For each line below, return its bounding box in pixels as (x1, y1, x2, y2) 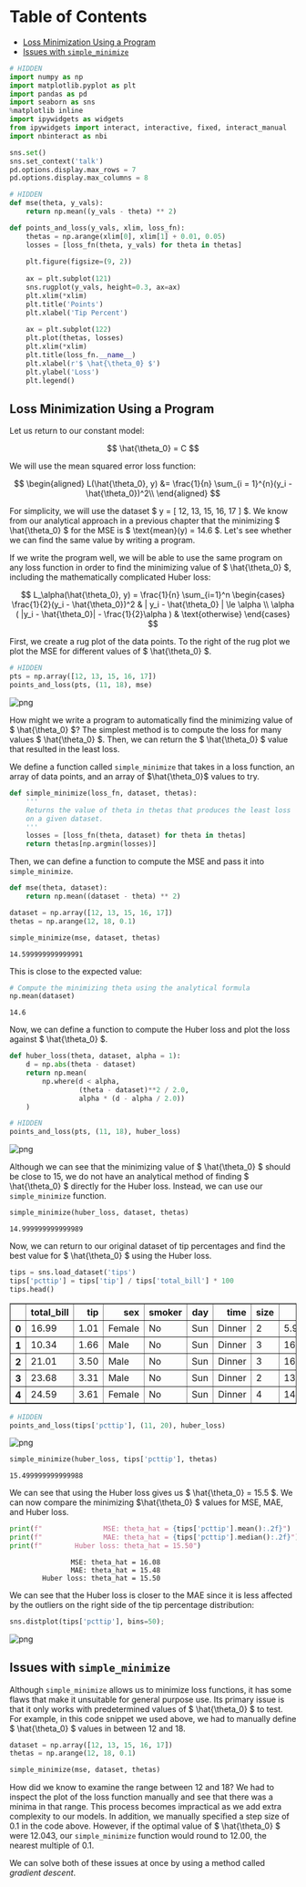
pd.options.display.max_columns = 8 (9, 173, 148, 183)
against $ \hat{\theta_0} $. (9, 1034, 108, 1045)
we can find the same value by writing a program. (9, 535, 196, 546)
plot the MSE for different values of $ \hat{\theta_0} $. (9, 645, 212, 657)
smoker (148, 1305, 183, 1318)
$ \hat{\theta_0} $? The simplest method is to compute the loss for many (9, 725, 282, 735)
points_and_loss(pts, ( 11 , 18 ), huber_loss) (9, 1128, 181, 1137)
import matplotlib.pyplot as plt (9, 80, 137, 90)
